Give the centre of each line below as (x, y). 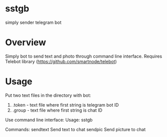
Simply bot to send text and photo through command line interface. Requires (84, 56)
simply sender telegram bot (33, 22)
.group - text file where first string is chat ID (57, 110)
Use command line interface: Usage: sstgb (49, 120)
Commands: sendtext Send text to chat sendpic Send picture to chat (76, 129)
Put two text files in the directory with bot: (48, 95)
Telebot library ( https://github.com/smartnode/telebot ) (61, 61)
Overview (26, 42)
